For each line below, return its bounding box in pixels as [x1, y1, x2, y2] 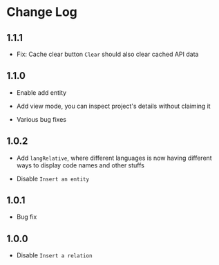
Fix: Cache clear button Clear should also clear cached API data [16, 50, 199, 58]
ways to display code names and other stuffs [16, 161, 145, 170]
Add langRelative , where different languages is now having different [16, 154, 212, 162]
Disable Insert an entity [16, 174, 90, 183]
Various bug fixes [16, 115, 67, 123]
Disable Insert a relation [16, 251, 93, 259]
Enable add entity [16, 88, 67, 97]
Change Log [6, 4, 77, 20]
